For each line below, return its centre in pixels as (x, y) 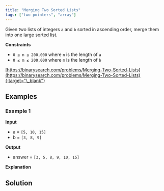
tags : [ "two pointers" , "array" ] (41, 15)
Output (13, 147)
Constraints (18, 44)
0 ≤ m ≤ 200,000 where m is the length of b (57, 60)
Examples (21, 97)
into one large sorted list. (31, 35)
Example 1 (18, 111)
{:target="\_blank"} (25, 80)
